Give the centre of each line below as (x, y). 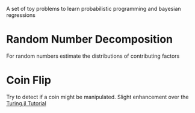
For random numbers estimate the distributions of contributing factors (93, 56)
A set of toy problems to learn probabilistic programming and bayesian (94, 9)
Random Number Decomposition (90, 39)
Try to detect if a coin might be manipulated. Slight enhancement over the (97, 97)
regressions (21, 15)
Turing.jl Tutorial (26, 103)
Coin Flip (29, 80)
